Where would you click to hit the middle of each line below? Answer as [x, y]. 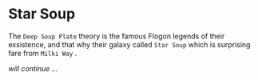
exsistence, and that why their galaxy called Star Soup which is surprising [129, 44]
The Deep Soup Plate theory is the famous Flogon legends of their [117, 36]
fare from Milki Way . [43, 53]
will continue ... [33, 68]
